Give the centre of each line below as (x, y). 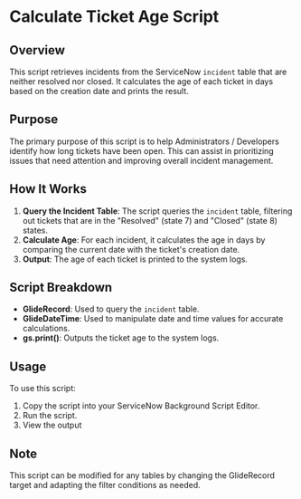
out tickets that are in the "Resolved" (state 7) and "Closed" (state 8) (150, 220)
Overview (38, 50)
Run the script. (50, 416)
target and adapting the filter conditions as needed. (105, 485)
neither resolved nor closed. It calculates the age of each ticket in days (141, 82)
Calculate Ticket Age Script (114, 17)
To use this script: (42, 389)
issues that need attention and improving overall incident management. (141, 160)
